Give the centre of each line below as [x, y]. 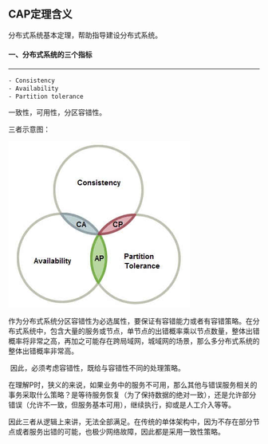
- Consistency [32, 81]
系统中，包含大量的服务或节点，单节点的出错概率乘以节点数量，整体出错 [141, 331]
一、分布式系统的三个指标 [50, 55]
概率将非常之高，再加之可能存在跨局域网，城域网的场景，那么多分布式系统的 [134, 341]
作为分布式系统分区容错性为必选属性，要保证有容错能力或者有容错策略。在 [130, 321]
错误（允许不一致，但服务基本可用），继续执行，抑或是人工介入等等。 [122, 405]
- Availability [33, 89]
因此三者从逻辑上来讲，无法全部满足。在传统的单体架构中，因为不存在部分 [130, 422]
